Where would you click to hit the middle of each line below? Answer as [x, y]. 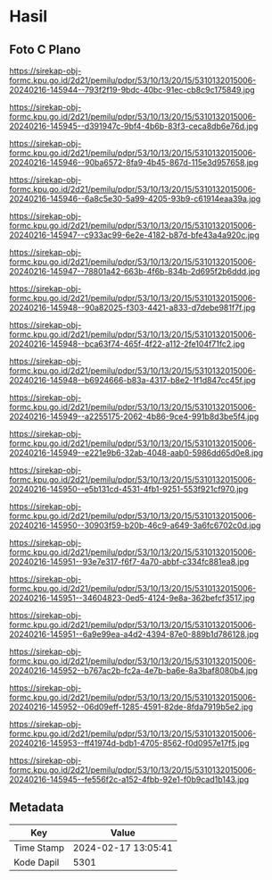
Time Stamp [39, 848]
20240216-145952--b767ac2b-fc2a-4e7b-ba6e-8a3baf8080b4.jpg [134, 670]
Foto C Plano [45, 50]
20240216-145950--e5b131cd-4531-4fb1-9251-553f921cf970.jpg [129, 489]
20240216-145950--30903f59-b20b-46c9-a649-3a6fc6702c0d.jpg [135, 525]
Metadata [37, 807]
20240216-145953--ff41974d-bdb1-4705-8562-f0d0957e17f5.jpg [129, 743]
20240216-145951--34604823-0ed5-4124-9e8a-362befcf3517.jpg [132, 598]
